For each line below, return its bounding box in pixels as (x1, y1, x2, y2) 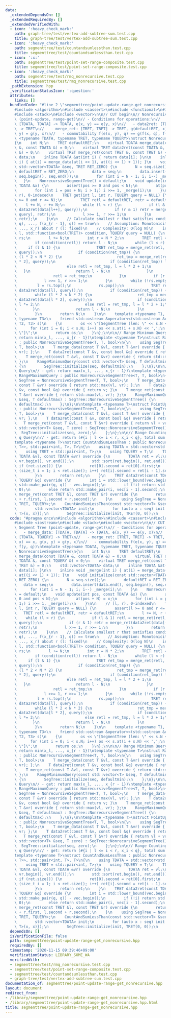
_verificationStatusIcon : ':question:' (10, 88, 95, 93)
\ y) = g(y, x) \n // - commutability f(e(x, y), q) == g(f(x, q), (14, 131, 160, 136)
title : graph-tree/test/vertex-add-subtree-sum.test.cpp (14, 36, 138, 41)
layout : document (5, 986, 42, 991)
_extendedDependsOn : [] (10, 12, 60, 17)
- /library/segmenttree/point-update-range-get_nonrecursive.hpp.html (5, 1000, 158, 1005)
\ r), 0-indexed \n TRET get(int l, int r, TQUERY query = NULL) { (14, 193, 165, 198)
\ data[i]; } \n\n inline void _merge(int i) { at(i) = (14, 568, 140, 573)
